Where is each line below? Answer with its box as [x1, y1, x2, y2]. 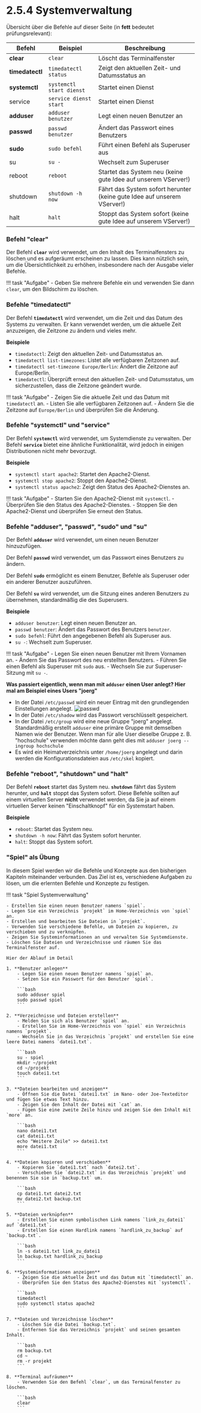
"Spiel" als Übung [6, 853, 60, 861]
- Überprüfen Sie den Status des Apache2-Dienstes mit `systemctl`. [17, 1280, 191, 1286]
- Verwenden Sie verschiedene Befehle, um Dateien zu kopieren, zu [6, 924, 178, 930]
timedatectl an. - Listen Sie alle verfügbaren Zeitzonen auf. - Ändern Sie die [6, 400, 194, 407]
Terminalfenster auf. [6, 945, 60, 951]
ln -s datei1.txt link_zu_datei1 [17, 1248, 100, 1254]
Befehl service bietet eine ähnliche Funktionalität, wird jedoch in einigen [6, 441, 184, 448]
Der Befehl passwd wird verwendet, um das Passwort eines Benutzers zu [6, 554, 184, 561]
